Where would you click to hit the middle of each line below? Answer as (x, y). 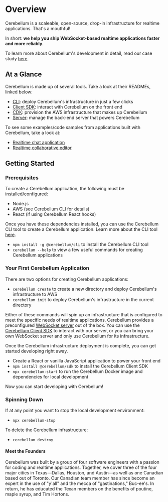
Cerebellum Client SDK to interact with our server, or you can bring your (79, 330)
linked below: (19, 92)
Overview (26, 9)
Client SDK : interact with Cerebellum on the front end (67, 107)
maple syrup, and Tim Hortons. (37, 494)
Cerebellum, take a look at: (33, 133)
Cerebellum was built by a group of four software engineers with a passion (82, 462)
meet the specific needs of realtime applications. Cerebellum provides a (79, 320)
